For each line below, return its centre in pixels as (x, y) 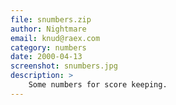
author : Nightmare (48, 29)
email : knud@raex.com (55, 38)
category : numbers (48, 47)
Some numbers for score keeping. (98, 85)
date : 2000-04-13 (46, 57)
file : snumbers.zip (51, 19)
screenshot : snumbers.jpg (64, 66)
